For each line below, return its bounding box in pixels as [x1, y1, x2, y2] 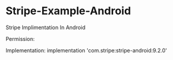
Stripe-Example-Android [5, 4, 132, 18]
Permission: [5, 35, 35, 42]
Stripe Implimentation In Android [5, 24, 86, 31]
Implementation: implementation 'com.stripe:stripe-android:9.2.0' [5, 46, 168, 54]
